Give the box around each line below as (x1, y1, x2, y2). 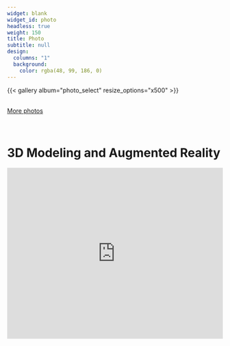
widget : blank (7, 10, 48, 17)
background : (13, 61, 48, 68)
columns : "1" (13, 55, 51, 62)
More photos (7, 107, 43, 115)
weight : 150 (7, 29, 41, 36)
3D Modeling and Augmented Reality (7, 145, 221, 161)
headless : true (7, 23, 51, 29)
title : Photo (7, 36, 44, 42)
